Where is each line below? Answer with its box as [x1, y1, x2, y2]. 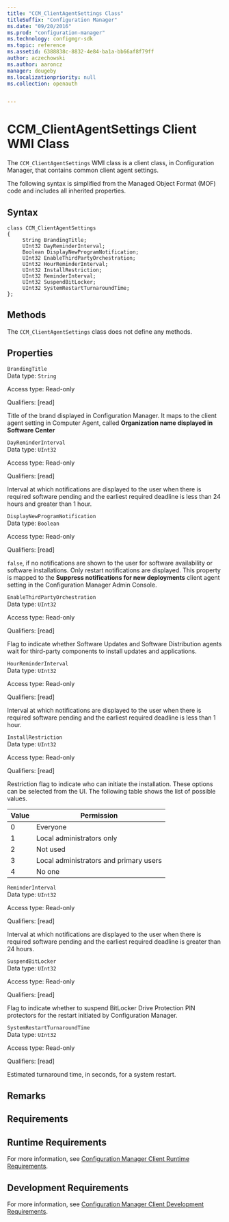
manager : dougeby [7, 67, 57, 74]
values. [7, 794, 27, 803]
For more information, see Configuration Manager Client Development [7, 1200, 204, 1208]
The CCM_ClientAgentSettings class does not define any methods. [7, 327, 193, 336]
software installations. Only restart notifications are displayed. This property [7, 566, 221, 574]
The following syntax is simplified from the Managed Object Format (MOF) [7, 180, 217, 188]
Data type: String [7, 371, 57, 380]
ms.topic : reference [7, 42, 66, 49]
